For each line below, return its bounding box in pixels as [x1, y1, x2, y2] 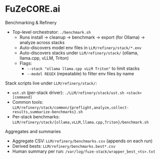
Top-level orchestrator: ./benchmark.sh [12, 29, 91, 35]
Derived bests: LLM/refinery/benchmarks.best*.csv [12, 143, 116, 149]
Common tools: [12, 99, 43, 105]
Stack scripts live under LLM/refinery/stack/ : [5, 80, 97, 86]
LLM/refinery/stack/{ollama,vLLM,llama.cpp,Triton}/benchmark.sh [12, 120, 149, 125]
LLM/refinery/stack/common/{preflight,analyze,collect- [12, 105, 129, 110]
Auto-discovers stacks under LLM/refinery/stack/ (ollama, [19, 50, 139, 56]
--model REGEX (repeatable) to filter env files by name [27, 70, 134, 76]
